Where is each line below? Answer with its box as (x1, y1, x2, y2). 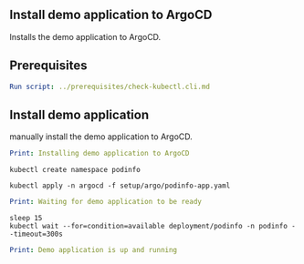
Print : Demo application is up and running (9, 246, 178, 255)
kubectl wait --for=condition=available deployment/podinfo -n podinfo (9, 222, 288, 231)
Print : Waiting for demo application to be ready (9, 198, 203, 207)
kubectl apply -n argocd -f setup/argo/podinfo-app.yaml (9, 181, 231, 190)
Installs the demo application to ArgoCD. (9, 31, 162, 42)
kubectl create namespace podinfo (9, 166, 142, 175)
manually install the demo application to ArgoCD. (9, 131, 194, 142)
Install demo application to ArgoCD (9, 7, 213, 23)
